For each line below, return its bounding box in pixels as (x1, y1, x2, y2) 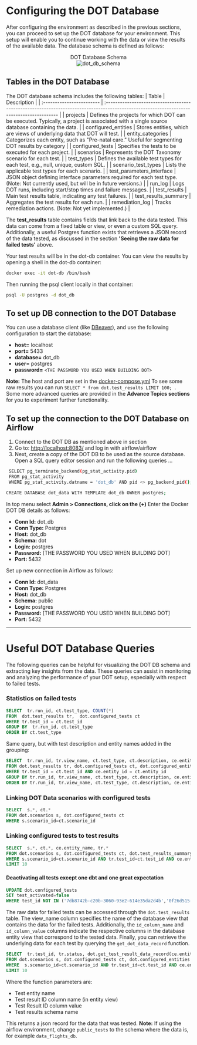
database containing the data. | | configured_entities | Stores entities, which (6, 123, 189, 130)
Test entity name (14, 989, 56, 996)
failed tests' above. (6, 241, 54, 248)
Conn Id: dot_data (14, 578, 59, 585)
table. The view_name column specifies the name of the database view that (6, 915, 189, 922)
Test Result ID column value (14, 1002, 82, 1009)
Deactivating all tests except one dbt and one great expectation (6, 874, 164, 881)
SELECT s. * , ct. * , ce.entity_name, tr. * (6, 845, 109, 851)
